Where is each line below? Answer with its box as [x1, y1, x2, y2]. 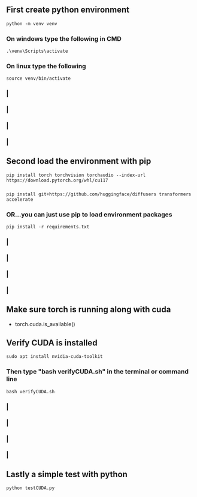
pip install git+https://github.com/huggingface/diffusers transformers [6, 191, 192, 197]
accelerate [6, 196, 34, 203]
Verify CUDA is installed [6, 338, 98, 348]
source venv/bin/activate [6, 76, 71, 82]
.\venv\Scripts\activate [6, 48, 68, 55]
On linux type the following [6, 62, 86, 71]
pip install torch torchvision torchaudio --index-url [6, 172, 146, 178]
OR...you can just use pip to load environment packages [6, 210, 172, 218]
